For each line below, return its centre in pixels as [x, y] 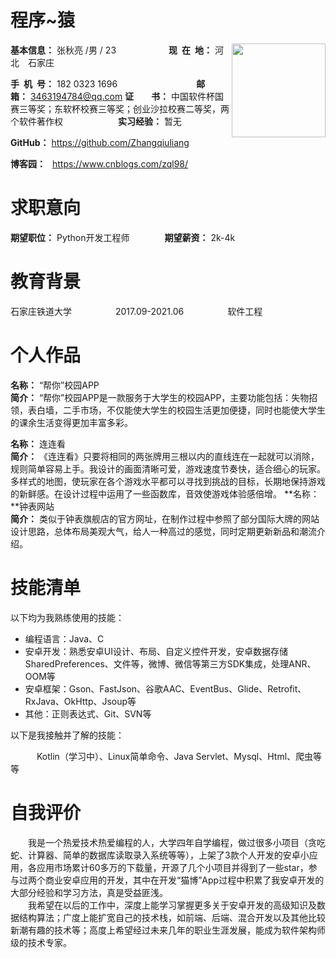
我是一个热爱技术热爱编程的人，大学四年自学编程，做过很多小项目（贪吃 [177, 842]
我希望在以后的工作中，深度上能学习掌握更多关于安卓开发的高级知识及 [172, 905]
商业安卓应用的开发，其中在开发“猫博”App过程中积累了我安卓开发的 [184, 880]
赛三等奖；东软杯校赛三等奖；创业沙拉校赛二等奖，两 [120, 108]
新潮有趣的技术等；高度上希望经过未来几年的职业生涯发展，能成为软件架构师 [168, 930]
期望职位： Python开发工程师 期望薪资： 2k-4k [123, 237]
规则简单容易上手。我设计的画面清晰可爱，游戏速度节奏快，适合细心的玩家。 [168, 468]
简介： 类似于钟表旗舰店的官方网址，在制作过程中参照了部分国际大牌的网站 [165, 518]
